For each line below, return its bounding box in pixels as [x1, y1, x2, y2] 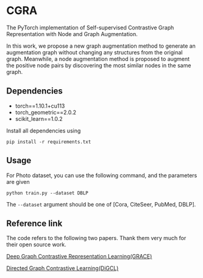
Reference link [6, 218, 63, 229]
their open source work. [6, 241, 66, 248]
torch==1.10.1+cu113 [15, 102, 65, 109]
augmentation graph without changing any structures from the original [6, 48, 183, 56]
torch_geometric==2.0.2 [15, 108, 77, 116]
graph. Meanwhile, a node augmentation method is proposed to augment [6, 55, 190, 62]
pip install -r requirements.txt [6, 139, 91, 145]
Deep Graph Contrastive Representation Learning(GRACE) [6, 253, 152, 260]
